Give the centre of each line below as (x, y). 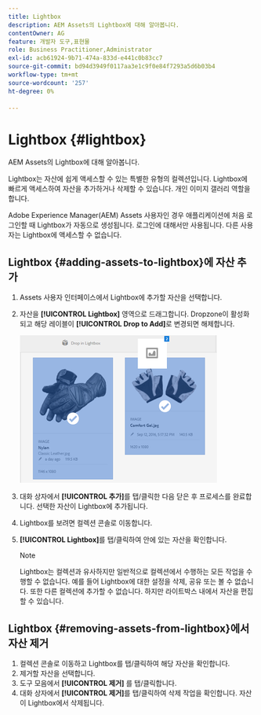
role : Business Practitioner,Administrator (80, 50)
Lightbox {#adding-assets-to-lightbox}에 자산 (121, 262)
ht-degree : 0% (31, 91)
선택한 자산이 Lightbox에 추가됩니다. (92, 507)
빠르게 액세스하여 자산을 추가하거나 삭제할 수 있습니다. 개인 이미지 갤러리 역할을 (129, 189)
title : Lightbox (34, 17)
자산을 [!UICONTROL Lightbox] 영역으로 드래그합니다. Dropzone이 (124, 314)
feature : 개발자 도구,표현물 (49, 42)
